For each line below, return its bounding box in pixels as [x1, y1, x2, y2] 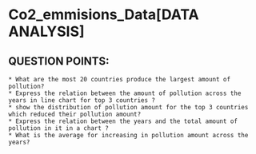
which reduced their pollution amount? [8, 110, 142, 118]
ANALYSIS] [8, 22, 86, 41]
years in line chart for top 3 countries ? [8, 97, 156, 105]
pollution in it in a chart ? [8, 124, 110, 132]
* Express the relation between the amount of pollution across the [8, 89, 242, 97]
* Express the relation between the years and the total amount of [8, 117, 238, 125]
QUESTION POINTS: [8, 54, 110, 68]
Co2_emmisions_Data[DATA [8, 6, 199, 24]
